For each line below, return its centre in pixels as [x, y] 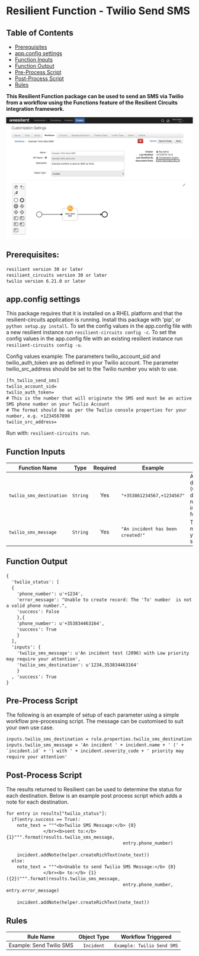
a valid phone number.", [37, 606]
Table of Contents [40, 33]
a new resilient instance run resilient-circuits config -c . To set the [91, 332]
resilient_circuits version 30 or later [57, 275]
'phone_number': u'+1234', [50, 594]
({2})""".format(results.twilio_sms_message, [63, 879]
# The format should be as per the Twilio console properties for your [96, 410]
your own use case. [30, 728]
